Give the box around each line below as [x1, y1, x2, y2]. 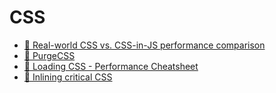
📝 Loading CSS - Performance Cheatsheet [23, 60, 199, 72]
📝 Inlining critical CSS [23, 71, 113, 83]
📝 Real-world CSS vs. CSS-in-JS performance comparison [23, 39, 266, 51]
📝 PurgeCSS [23, 49, 76, 61]
